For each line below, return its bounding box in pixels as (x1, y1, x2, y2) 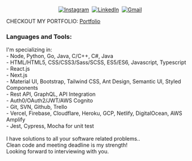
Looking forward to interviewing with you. (6, 148, 109, 155)
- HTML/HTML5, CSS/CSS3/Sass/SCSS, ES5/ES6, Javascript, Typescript (6, 59, 187, 66)
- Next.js (6, 72, 28, 79)
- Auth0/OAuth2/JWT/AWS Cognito (6, 97, 93, 104)
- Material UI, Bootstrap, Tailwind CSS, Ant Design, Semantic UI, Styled (6, 78, 181, 85)
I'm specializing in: (6, 46, 52, 53)
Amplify (6, 116, 26, 123)
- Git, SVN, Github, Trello (6, 104, 68, 111)
